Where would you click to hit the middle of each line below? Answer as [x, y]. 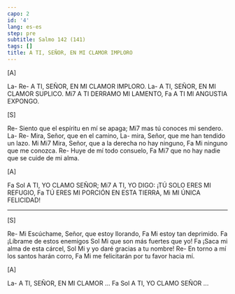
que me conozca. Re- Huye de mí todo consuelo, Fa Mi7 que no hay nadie [114, 150]
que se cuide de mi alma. [43, 157]
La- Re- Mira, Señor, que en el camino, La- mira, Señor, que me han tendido [116, 135]
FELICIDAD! [24, 199]
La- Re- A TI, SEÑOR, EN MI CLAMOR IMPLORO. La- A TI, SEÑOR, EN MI [112, 86]
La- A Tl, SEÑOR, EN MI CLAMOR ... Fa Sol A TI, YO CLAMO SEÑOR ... [108, 283]
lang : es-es [24, 27]
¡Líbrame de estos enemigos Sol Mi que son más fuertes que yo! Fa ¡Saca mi [117, 241]
